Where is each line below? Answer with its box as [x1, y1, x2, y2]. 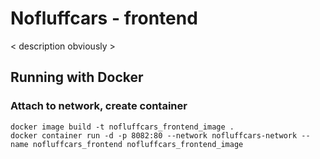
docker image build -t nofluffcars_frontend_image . [10, 122, 235, 132]
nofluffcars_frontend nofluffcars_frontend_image [32, 139, 244, 149]
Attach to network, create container [10, 99, 188, 113]
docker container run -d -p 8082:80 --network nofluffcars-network [10, 130, 298, 141]
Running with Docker [10, 69, 144, 86]
